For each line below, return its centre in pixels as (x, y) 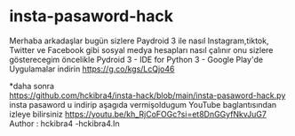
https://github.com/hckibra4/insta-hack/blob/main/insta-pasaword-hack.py (147, 95)
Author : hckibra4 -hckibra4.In (64, 123)
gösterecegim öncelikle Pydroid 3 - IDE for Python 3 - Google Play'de (136, 59)
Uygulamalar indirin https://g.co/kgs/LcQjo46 (92, 69)
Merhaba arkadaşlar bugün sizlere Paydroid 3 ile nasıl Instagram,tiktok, (139, 41)
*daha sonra (32, 86)
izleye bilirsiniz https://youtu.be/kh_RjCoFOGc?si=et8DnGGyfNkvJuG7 (138, 114)
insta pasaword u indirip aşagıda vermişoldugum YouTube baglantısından (143, 104)
